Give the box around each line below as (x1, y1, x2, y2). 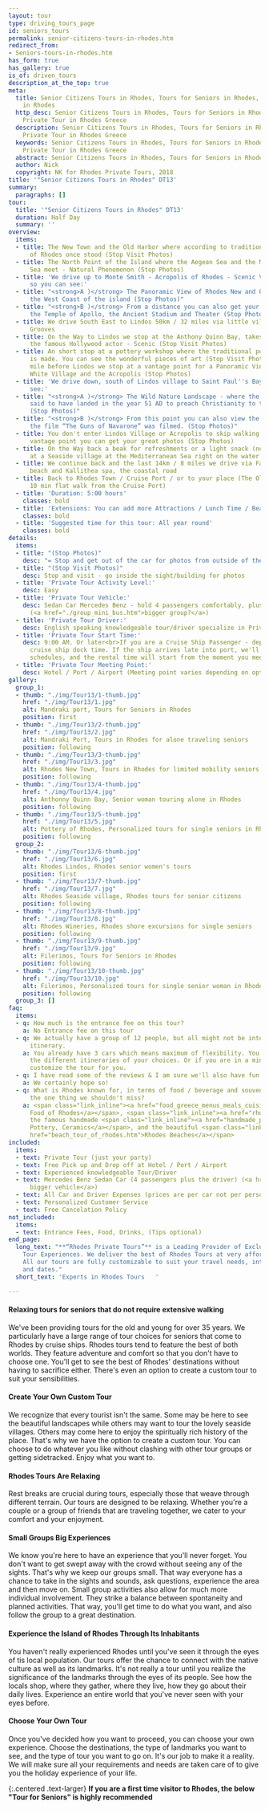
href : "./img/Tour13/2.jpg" (22, 728, 116, 736)
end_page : (8, 1235, 42, 1244)
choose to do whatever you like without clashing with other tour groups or (8, 1444, 252, 1454)
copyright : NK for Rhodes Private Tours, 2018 (15, 169, 174, 177)
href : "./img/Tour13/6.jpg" (22, 855, 116, 863)
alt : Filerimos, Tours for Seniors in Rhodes (22, 952, 178, 960)
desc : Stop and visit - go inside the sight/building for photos (22, 571, 246, 580)
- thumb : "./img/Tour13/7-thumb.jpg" (15, 877, 142, 885)
